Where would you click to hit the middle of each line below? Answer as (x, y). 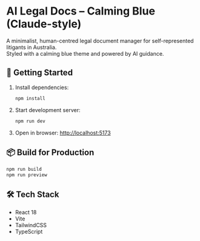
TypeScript (29, 231)
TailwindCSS (31, 225)
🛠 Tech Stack (33, 195)
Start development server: (48, 110)
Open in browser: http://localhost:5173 (63, 133)
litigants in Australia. (32, 47)
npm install (30, 98)
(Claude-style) (44, 24)
